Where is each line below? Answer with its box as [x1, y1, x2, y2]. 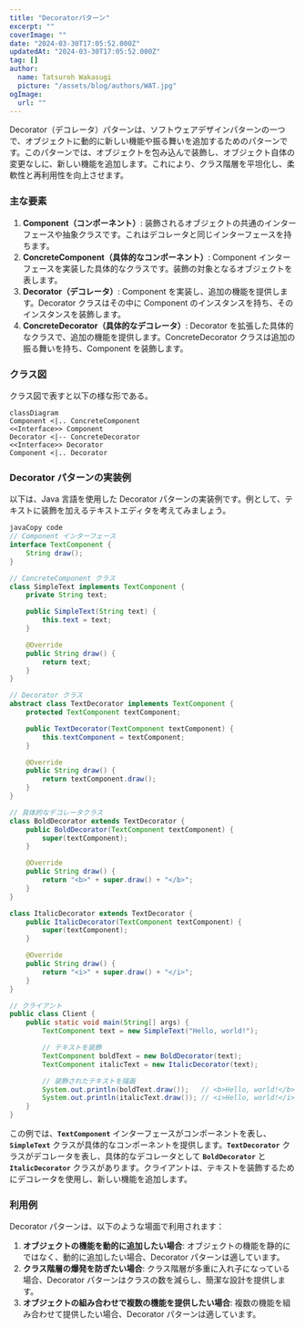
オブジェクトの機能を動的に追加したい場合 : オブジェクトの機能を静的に [22, 1240, 291, 1251]
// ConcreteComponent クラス [9, 574, 116, 583]
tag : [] [9, 56, 39, 65]
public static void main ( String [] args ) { [25, 1018, 189, 1027]
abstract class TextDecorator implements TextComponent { [9, 700, 234, 709]
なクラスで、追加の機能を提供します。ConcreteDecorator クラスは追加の [22, 331, 296, 342]
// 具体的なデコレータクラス [9, 808, 103, 817]
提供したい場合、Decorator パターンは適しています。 [62, 1309, 261, 1320]
